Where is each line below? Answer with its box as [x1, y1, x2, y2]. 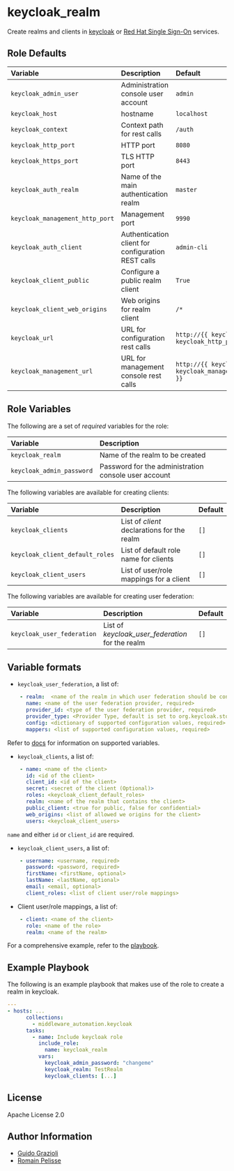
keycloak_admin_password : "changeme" [44, 1059, 155, 1067]
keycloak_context [10, 125, 68, 133]
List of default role [120, 545, 181, 555]
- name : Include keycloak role [32, 1033, 123, 1040]
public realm [120, 275, 162, 285]
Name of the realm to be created [100, 450, 206, 459]
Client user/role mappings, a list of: [17, 902, 118, 911]
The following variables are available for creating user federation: [7, 591, 194, 601]
